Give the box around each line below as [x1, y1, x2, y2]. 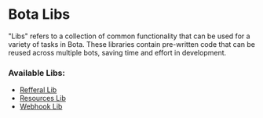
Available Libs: [8, 67, 65, 78]
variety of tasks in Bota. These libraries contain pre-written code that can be [8, 39, 255, 48]
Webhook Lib [19, 102, 63, 111]
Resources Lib [19, 94, 67, 103]
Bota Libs [8, 5, 71, 23]
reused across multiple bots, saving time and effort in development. [8, 48, 227, 57]
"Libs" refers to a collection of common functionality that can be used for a [8, 31, 250, 41]
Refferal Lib [19, 85, 57, 95]
